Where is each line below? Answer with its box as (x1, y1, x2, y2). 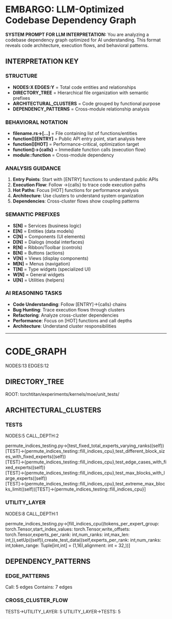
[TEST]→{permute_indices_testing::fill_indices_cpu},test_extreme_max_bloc (5, 481, 165, 487)
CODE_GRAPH (5, 346, 67, 357)
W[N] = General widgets (12, 271, 65, 277)
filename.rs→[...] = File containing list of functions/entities (12, 130, 137, 136)
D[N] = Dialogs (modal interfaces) (12, 239, 84, 245)
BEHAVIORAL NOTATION (5, 119, 68, 126)
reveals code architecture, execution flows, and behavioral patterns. (5, 42, 149, 48)
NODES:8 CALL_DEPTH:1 (5, 511, 58, 517)
